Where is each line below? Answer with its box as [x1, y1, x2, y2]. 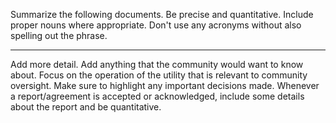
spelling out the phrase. [10, 30, 108, 41]
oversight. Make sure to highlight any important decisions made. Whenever [10, 80, 320, 91]
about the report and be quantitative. [10, 101, 162, 113]
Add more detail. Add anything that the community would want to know [10, 59, 304, 70]
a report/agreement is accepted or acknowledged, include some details [10, 90, 305, 102]
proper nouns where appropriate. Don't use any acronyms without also [10, 19, 302, 31]
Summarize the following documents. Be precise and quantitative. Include [10, 9, 314, 20]
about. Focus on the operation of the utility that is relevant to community [10, 69, 308, 81]
